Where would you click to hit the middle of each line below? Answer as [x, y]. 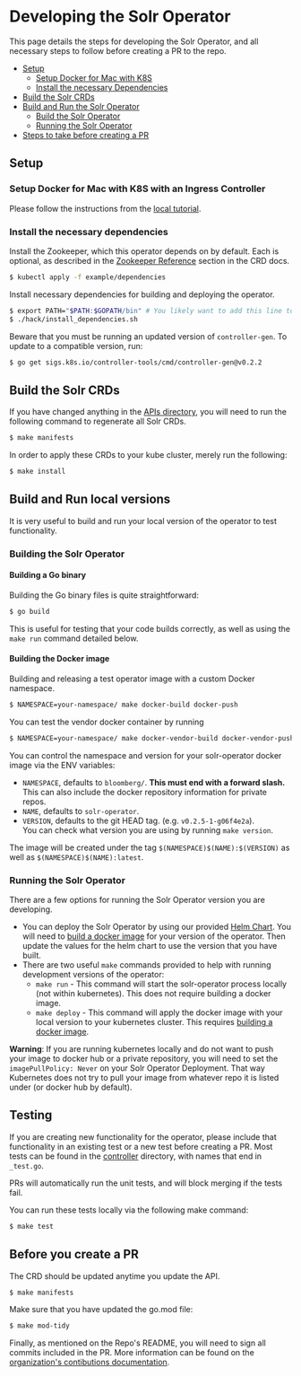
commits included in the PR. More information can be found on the [132, 1353]
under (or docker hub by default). [71, 1087]
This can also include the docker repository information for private [144, 792]
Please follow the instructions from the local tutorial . [105, 208]
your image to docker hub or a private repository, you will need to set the [144, 1059]
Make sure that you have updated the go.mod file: [101, 1310]
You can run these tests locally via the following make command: [129, 1210]
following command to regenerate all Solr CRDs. [98, 421]
